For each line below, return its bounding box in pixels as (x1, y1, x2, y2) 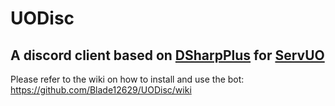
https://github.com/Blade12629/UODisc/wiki (10, 84, 192, 96)
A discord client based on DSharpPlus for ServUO (10, 47, 325, 64)
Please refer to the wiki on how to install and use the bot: (10, 73, 245, 85)
